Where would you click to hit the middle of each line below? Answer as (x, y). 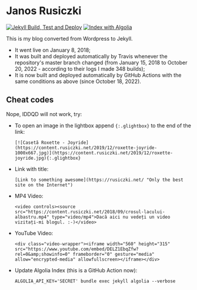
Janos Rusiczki (44, 11)
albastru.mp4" (32, 217)
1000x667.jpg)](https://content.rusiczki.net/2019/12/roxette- (94, 153)
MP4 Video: (29, 196)
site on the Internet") (44, 185)
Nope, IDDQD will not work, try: (44, 114)
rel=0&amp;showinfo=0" (42, 254)
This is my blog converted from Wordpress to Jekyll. (70, 38)
